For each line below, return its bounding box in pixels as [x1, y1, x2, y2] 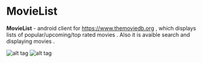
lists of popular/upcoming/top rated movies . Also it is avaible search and [6, 31, 190, 38]
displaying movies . [6, 37, 55, 45]
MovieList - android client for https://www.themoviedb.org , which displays [6, 24, 196, 32]
